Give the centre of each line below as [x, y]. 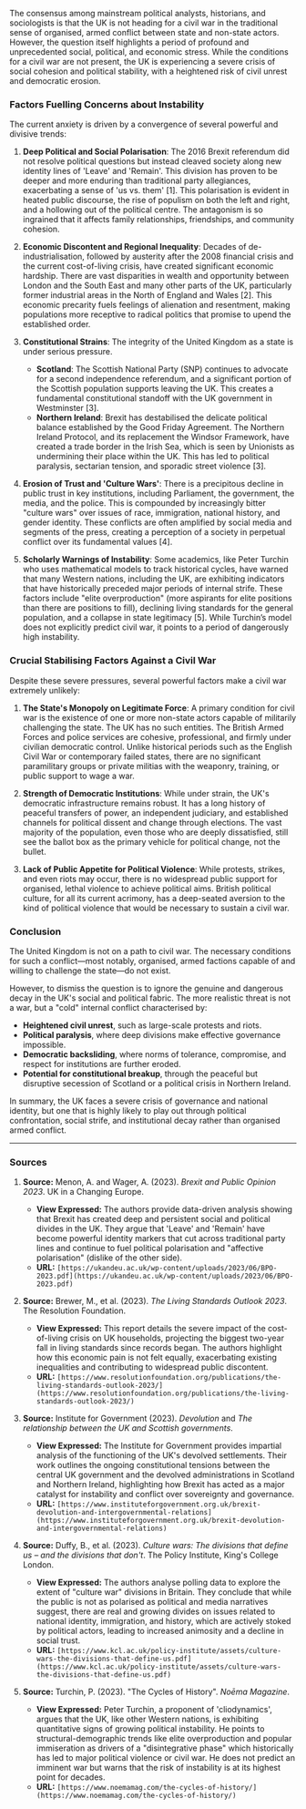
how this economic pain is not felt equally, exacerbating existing [157, 1358]
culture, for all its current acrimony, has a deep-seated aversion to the [153, 898]
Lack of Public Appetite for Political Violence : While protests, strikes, [153, 869]
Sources [28, 1162]
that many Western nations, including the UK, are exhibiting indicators [153, 579]
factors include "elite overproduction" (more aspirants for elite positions [158, 598]
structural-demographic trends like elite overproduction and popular [164, 1739]
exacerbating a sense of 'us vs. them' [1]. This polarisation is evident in [156, 190]
